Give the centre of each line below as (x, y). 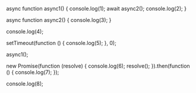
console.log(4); (25, 31)
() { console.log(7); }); (33, 72)
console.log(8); (25, 84)
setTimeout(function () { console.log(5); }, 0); (61, 43)
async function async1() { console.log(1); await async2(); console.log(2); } (97, 9)
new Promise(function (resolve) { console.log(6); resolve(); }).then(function (98, 66)
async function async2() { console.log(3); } (59, 20)
